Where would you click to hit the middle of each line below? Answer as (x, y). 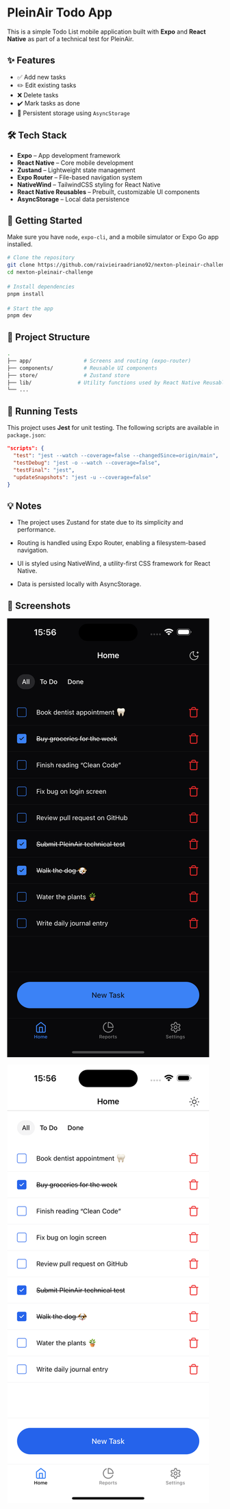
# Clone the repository (41, 258)
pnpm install (26, 294)
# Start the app (30, 309)
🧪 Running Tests (42, 411)
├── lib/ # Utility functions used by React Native (104, 383)
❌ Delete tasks (38, 95)
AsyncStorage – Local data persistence (73, 199)
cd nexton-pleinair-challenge (50, 272)
